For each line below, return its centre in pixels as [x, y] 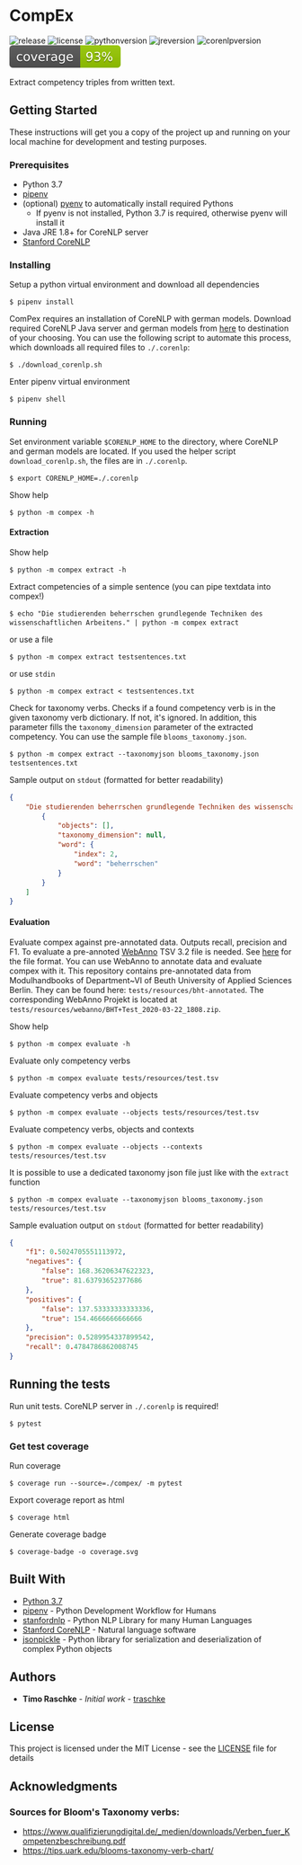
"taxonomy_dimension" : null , [112, 835]
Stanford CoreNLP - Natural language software [109, 1630]
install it [50, 223]
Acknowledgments [64, 1786]
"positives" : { [54, 1300]
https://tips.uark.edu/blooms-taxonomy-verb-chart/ [118, 1851]
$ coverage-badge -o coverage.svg [74, 1552]
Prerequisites [39, 164]
